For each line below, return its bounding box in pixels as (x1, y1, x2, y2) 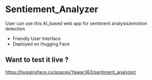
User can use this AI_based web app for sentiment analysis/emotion (5, 20, 147, 26)
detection (5, 25, 25, 31)
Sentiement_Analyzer (5, 4, 99, 15)
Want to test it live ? (5, 56, 69, 64)
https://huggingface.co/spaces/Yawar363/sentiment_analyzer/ (5, 69, 136, 75)
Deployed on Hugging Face (12, 41, 70, 47)
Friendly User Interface (12, 35, 61, 42)
